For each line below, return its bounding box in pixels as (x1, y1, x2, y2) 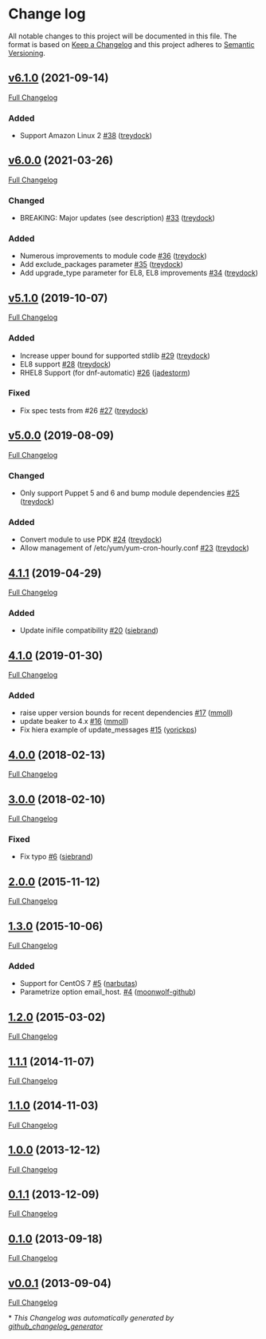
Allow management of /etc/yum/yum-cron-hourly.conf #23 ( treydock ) (19, 543, 249, 553)
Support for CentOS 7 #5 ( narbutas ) (19, 979, 138, 988)
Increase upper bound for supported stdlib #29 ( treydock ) (19, 351, 211, 360)
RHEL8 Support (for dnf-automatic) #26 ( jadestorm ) (19, 368, 191, 377)
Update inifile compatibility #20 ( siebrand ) (19, 626, 159, 635)
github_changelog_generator (8, 1321, 104, 1331)
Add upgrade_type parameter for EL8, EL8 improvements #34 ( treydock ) (19, 268, 259, 278)
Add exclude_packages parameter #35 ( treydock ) (19, 260, 183, 269)
